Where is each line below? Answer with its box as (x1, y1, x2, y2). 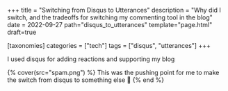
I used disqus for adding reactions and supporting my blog (7, 55, 175, 63)
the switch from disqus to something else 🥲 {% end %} (7, 76, 165, 84)
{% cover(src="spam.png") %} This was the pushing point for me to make (7, 69, 220, 76)
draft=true (7, 28, 37, 36)
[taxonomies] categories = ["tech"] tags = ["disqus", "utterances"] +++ (7, 42, 211, 49)
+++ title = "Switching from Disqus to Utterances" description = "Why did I (7, 6, 221, 14)
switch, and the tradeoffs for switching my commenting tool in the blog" (7, 13, 213, 22)
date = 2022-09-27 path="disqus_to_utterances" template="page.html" (7, 21, 213, 28)
